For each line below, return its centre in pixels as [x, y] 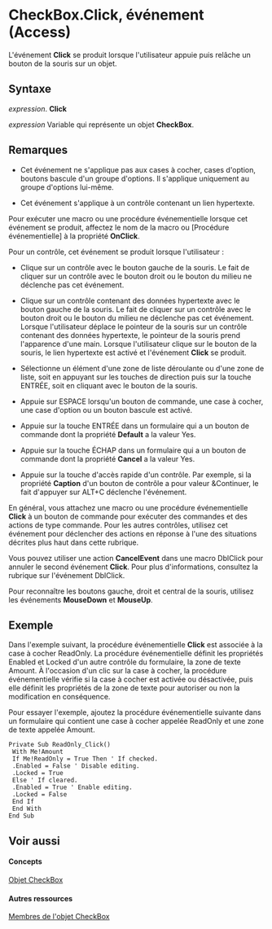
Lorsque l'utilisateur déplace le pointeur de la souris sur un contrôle [134, 326]
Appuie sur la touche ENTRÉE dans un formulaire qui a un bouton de [135, 426]
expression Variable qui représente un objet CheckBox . [101, 125]
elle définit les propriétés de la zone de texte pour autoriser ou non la [124, 688]
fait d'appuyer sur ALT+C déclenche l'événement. [103, 492]
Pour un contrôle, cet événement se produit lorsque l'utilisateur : [116, 252]
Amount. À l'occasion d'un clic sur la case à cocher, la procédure [118, 671]
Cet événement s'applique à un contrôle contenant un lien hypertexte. [137, 203]
